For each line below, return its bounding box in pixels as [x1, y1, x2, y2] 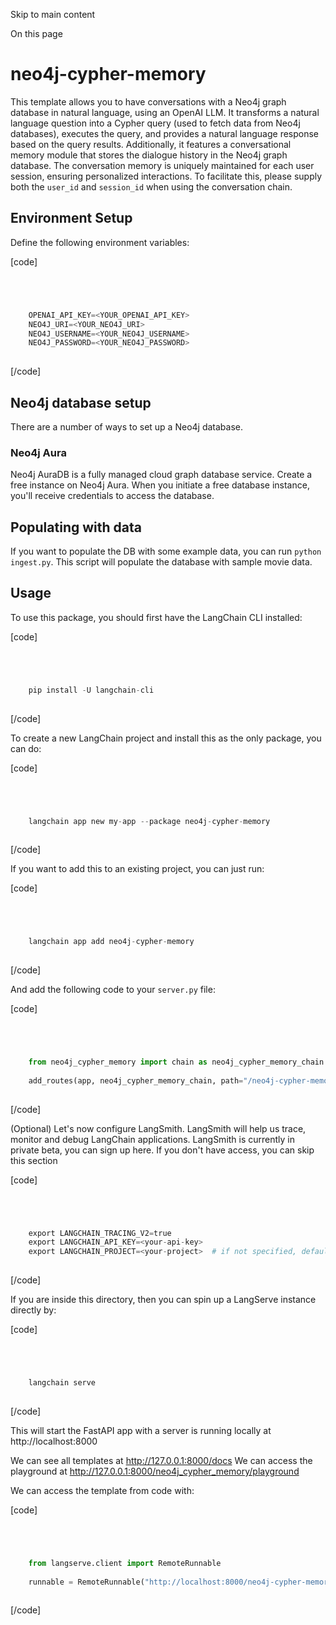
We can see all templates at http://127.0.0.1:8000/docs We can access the [10, 1454, 313, 1466]
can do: [10, 742, 42, 754]
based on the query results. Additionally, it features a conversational [10, 138, 292, 150]
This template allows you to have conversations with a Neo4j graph [10, 95, 287, 108]
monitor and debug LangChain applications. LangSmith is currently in [10, 1133, 296, 1145]
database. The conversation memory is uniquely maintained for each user [10, 159, 315, 171]
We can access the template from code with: [10, 1484, 195, 1496]
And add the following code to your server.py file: [10, 984, 216, 996]
